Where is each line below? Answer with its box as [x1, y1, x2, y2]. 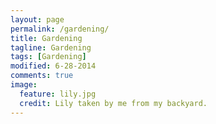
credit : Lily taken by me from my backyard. [19, 98, 208, 108]
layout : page [10, 14, 65, 25]
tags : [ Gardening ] [10, 52, 87, 62]
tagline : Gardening [10, 42, 92, 53]
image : [10, 80, 38, 90]
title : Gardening [10, 33, 83, 43]
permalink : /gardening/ [10, 24, 110, 34]
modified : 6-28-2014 [10, 61, 97, 71]
